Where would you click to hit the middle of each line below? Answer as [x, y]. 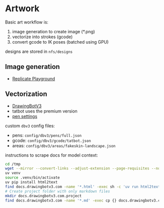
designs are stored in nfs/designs [39, 51]
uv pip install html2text [31, 182]
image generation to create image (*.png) [53, 31]
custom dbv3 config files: [30, 126]
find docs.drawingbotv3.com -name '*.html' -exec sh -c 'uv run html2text [83, 186]
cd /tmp [13, 164]
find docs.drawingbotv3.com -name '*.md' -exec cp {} [61, 200]
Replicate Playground [33, 78]
